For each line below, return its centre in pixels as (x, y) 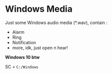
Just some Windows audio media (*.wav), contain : (56, 23)
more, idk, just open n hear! (40, 48)
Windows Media (39, 9)
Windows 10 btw (23, 57)
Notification (24, 42)
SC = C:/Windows (22, 67)
